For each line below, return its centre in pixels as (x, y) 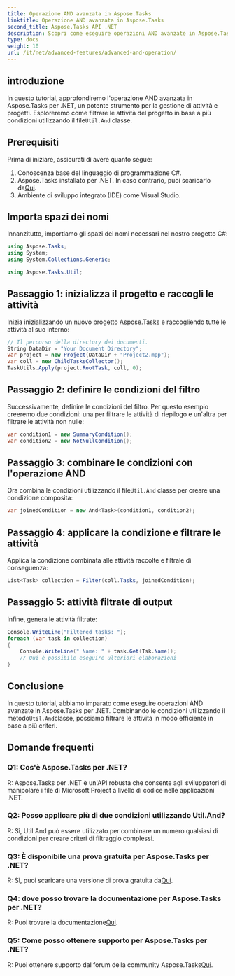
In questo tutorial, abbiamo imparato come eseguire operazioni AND (105, 703)
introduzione (36, 81)
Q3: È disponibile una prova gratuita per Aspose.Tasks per (108, 856)
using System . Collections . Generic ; (59, 260)
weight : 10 (23, 46)
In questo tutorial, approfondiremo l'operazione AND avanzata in (100, 98)
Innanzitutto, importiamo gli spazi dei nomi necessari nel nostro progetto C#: (117, 234)
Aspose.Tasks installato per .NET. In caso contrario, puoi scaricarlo (114, 180)
